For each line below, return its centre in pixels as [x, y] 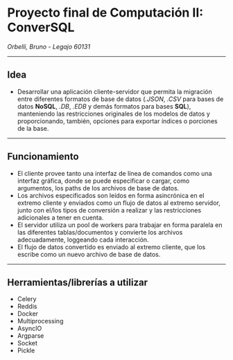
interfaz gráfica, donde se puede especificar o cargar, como [103, 181]
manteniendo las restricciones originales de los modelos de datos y [113, 114]
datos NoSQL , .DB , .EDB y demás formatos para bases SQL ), [104, 106]
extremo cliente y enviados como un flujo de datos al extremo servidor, [119, 203]
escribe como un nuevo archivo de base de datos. [89, 254]
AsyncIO [29, 328]
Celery [27, 299]
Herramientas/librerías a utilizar [77, 282]
